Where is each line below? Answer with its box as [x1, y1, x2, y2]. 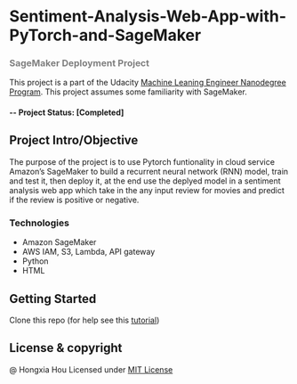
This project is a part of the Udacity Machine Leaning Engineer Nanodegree [9, 78, 286, 88]
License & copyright [9, 340, 123, 355]
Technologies [9, 217, 69, 229]
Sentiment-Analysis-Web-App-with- [9, 6, 287, 27]
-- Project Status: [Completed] [9, 107, 124, 118]
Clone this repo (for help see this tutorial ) [9, 315, 160, 325]
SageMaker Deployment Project [9, 57, 149, 69]
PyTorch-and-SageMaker [9, 25, 202, 45]
